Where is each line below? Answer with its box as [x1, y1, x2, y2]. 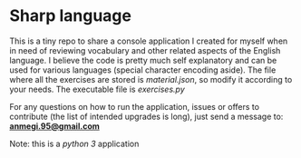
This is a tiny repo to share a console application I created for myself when [9, 35, 288, 46]
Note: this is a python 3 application [9, 138, 140, 149]
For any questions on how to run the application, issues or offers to [9, 101, 260, 112]
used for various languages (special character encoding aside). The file [9, 64, 277, 75]
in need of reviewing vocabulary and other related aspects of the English [9, 44, 281, 55]
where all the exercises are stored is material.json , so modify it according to [9, 74, 293, 84]
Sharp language [9, 5, 131, 26]
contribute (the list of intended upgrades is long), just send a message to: [9, 111, 284, 122]
